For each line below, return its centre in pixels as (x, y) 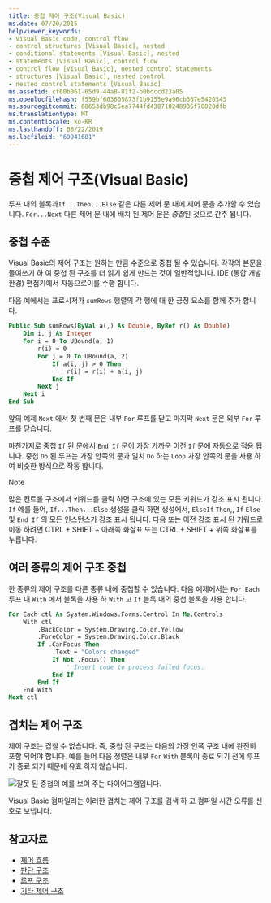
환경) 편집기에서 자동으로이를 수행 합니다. (74, 283)
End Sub (22, 402)
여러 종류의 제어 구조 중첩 (68, 568)
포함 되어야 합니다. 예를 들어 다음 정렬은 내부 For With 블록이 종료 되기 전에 (127, 756)
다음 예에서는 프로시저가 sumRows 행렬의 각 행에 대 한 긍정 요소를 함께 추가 (125, 301)
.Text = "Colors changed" (95, 652)
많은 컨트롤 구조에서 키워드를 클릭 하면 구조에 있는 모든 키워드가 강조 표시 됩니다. (136, 499)
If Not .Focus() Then (88, 660)
